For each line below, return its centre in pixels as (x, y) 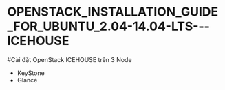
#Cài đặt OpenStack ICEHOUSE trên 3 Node (69, 59)
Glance (27, 80)
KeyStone (31, 73)
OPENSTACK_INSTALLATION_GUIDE (113, 12)
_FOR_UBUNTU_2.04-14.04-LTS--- (108, 26)
